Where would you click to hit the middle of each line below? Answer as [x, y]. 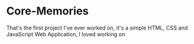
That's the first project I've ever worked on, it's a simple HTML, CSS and [97, 28]
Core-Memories [48, 11]
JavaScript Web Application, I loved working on [66, 34]
